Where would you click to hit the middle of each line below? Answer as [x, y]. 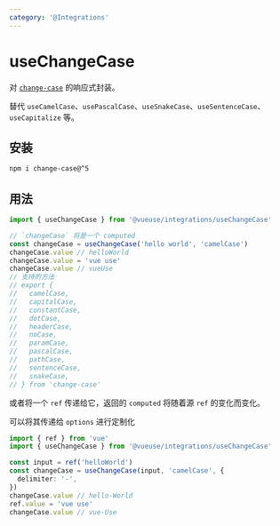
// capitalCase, [43, 302]
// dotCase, [36, 318]
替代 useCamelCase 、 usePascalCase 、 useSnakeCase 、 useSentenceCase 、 [137, 106]
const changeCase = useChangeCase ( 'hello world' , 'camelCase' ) [129, 244]
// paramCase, [39, 343]
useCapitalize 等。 [44, 117]
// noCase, [33, 335]
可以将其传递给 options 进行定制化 [72, 421]
